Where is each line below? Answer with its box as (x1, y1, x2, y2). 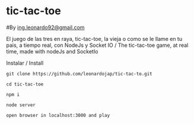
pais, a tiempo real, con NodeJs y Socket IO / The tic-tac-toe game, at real (6, 42, 189, 49)
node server (6, 102, 36, 108)
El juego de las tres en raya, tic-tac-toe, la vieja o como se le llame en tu (6, 35, 183, 42)
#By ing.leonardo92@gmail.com (6, 24, 85, 31)
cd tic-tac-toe (6, 81, 44, 87)
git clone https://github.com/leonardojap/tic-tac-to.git (6, 71, 152, 77)
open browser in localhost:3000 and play (6, 112, 110, 118)
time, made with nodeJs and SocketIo (6, 47, 98, 55)
